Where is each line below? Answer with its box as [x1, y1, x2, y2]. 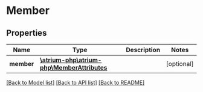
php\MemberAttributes [39, 64, 108, 71]
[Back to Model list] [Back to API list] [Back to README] [6, 79, 145, 86]
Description [126, 46, 161, 54]
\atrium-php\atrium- [39, 56, 102, 64]
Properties [6, 28, 47, 38]
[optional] [166, 60, 194, 68]
